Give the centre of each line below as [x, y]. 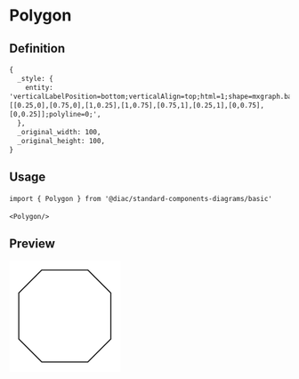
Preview [32, 244]
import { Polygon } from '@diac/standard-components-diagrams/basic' [141, 198]
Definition [37, 48]
